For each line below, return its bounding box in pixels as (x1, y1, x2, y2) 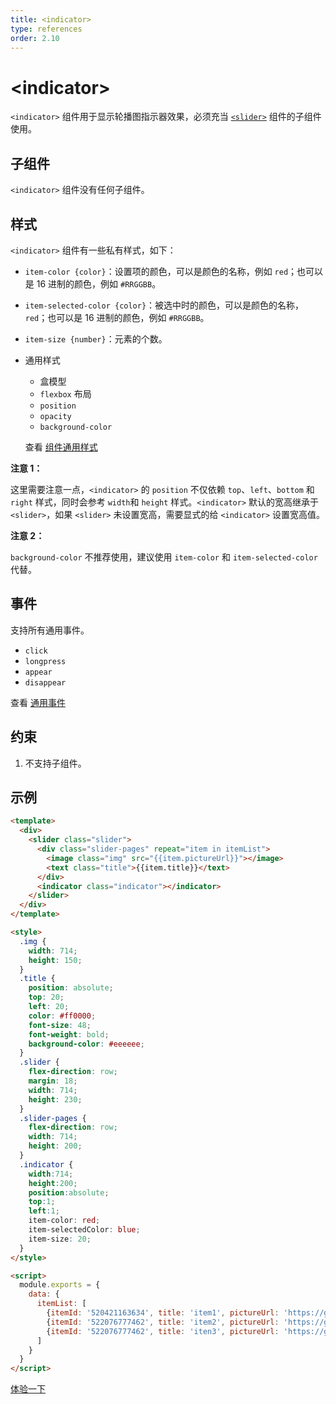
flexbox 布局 (39, 387, 92, 400)
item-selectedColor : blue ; (28, 1225, 141, 1235)
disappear (24, 677, 67, 688)
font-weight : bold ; (28, 1029, 110, 1040)
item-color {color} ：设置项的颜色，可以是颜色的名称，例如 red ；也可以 (24, 265, 324, 277)
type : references (10, 24, 83, 34)
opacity (39, 411, 72, 421)
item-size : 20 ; (28, 1234, 92, 1244)
